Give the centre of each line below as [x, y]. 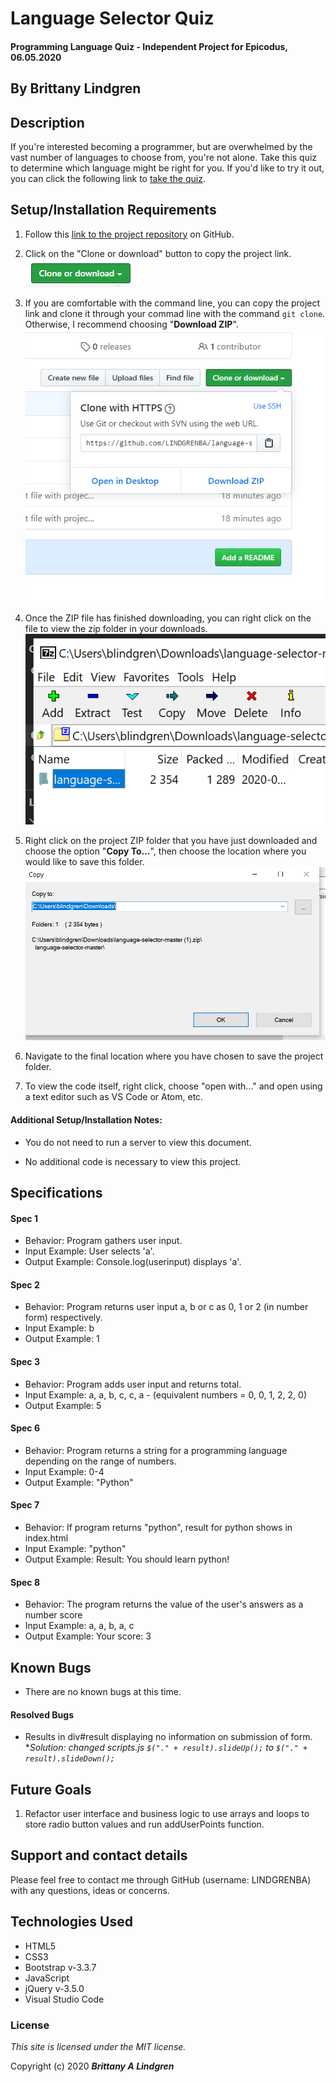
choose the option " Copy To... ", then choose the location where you [165, 851]
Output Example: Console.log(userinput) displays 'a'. [133, 1262]
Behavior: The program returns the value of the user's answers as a [164, 1604]
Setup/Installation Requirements [113, 210]
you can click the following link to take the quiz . [108, 178]
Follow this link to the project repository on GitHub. [129, 234]
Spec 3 [25, 1362]
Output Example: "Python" [79, 1482]
